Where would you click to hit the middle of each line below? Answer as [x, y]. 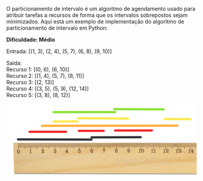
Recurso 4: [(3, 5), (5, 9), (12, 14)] [48, 89]
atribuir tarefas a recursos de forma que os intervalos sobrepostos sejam [97, 15]
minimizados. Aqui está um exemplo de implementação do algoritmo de [95, 21]
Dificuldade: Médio [31, 40]
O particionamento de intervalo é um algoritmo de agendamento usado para [101, 9]
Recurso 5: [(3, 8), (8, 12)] [38, 95]
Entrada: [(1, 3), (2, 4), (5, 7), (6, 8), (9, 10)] [59, 51]
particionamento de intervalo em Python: [57, 28]
